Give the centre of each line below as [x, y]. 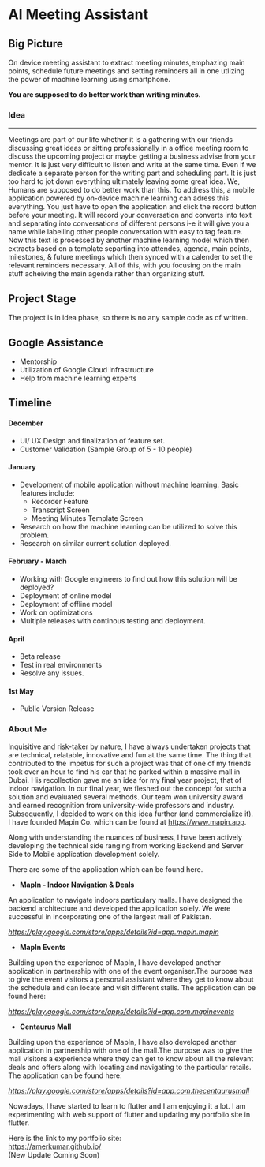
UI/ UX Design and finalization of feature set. [92, 440]
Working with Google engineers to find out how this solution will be [129, 578]
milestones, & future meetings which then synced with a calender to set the [131, 257]
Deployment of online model [65, 595]
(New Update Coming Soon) [54, 1154]
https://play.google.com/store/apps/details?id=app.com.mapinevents [121, 1011]
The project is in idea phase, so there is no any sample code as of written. [128, 318]
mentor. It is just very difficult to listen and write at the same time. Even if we [132, 165]
